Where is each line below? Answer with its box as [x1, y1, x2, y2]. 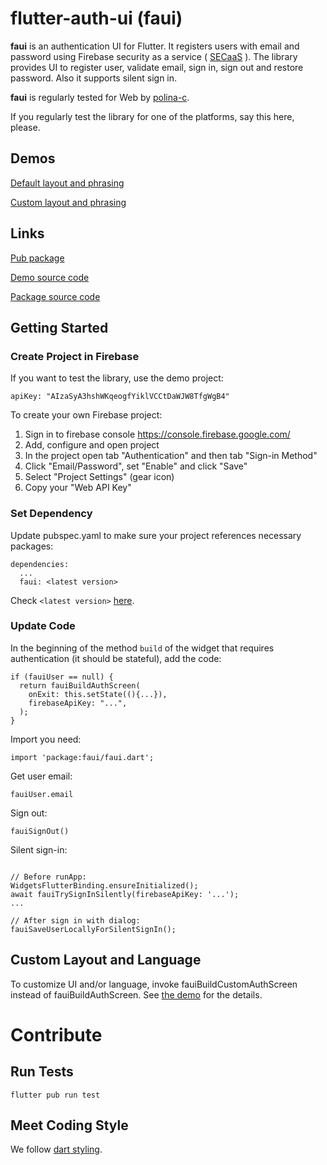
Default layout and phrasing [10, 177, 125, 189]
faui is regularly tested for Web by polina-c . [10, 91, 190, 103]
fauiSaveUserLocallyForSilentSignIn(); [10, 924, 177, 934]
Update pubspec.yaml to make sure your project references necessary [10, 529, 302, 541]
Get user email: [10, 770, 73, 782]
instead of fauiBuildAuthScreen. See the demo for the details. [10, 988, 263, 1001]
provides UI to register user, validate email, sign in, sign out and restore [10, 61, 304, 73]
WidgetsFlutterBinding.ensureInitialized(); [10, 880, 199, 891]
